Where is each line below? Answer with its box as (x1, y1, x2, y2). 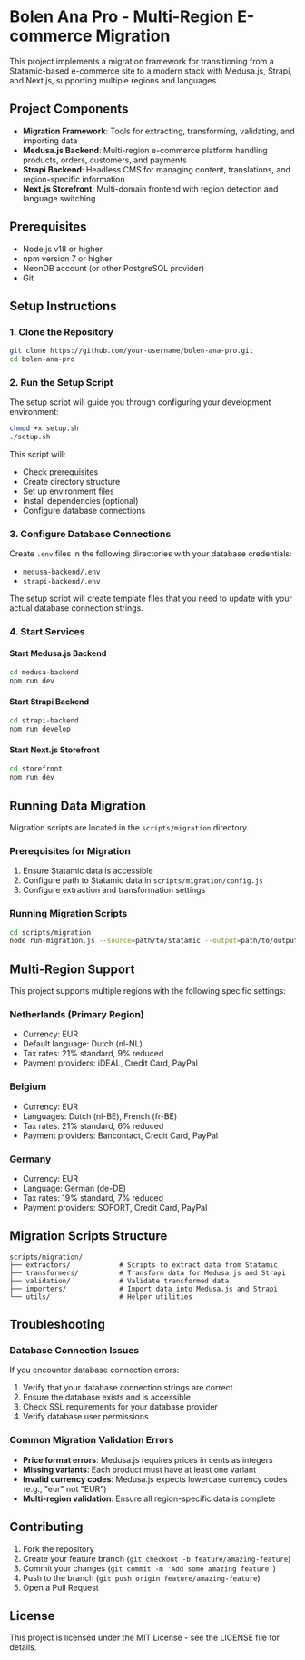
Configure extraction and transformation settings (22, 885, 206, 896)
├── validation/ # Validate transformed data (9, 1276, 230, 1285)
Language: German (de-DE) (22, 1183, 127, 1193)
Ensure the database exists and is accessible (22, 1391, 191, 1403)
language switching (22, 192, 96, 203)
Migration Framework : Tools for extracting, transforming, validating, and (22, 125, 295, 136)
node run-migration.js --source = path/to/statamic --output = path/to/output (9, 937, 299, 946)
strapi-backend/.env (22, 577, 101, 586)
